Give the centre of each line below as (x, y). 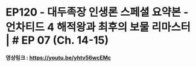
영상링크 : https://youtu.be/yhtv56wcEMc (58, 57)
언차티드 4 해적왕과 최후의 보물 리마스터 (98, 27)
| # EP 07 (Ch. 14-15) (57, 40)
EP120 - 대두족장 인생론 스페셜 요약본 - (97, 12)
